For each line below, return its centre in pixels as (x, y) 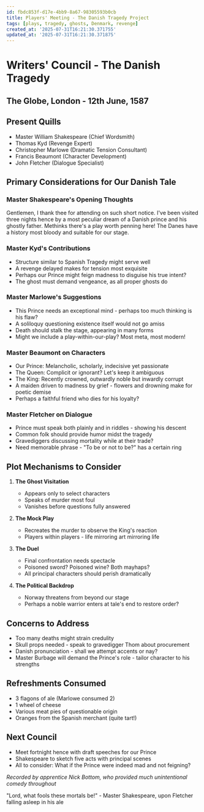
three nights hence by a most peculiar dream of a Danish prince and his (96, 219)
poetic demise (33, 392)
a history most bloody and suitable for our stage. (68, 232)
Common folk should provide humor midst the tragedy (84, 434)
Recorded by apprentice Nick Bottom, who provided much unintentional (97, 777)
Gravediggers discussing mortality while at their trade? (84, 441)
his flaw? (26, 317)
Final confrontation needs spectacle (70, 561)
